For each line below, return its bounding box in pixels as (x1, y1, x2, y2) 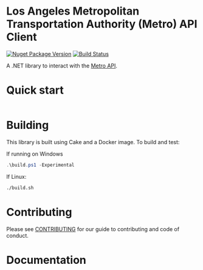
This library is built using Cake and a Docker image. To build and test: (6, 138, 180, 145)
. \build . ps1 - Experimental (6, 162, 75, 168)
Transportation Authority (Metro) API (6, 17, 198, 31)
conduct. (6, 232, 29, 239)
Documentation (6, 253, 87, 267)
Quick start (6, 83, 64, 97)
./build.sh (6, 184, 34, 191)
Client (6, 30, 38, 44)
